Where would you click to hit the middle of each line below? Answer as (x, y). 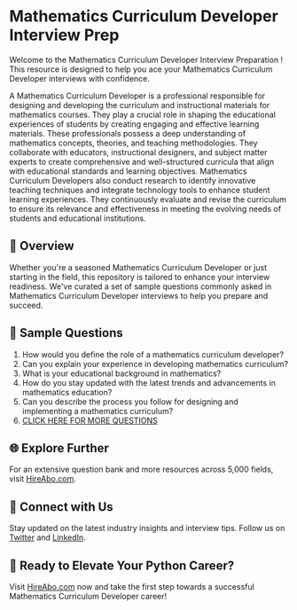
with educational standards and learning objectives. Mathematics (128, 171)
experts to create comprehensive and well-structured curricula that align (142, 161)
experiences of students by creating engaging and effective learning (134, 124)
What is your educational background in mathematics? (121, 373)
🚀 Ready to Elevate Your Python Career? (122, 565)
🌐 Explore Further (59, 448)
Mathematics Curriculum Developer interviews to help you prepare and (139, 295)
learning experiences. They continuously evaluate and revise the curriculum (148, 199)
